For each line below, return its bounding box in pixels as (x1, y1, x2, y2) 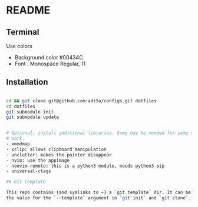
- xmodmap (6, 141, 31, 147)
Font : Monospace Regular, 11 (14, 60, 86, 67)
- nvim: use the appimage (6, 157, 70, 163)
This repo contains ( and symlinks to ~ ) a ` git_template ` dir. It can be (6, 189, 192, 196)
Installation (6, 77, 48, 87)
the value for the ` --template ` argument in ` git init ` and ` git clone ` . (6, 195, 192, 201)
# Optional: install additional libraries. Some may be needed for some (6, 130, 189, 136)
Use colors (6, 42, 32, 49)
